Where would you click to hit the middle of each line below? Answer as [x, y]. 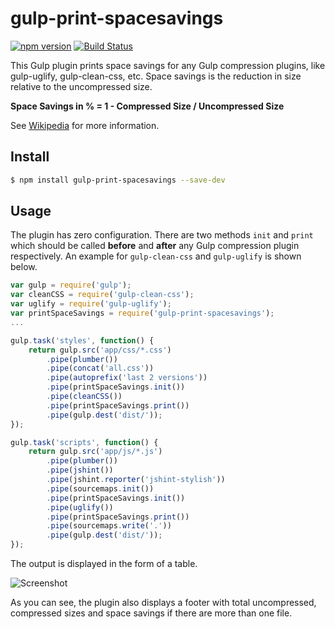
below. [24, 267]
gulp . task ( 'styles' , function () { [82, 340]
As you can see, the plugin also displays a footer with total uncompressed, [163, 603]
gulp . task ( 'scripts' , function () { [84, 442]
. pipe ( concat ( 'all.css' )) [100, 368]
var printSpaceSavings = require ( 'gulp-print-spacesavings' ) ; [142, 313]
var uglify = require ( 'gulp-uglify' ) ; [91, 304]
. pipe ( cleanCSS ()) [84, 397]
